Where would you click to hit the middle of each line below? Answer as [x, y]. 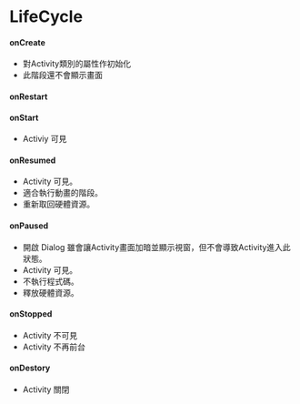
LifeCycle [46, 17]
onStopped [31, 314]
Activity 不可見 [50, 335]
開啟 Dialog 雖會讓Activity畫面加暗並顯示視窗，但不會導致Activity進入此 [156, 247]
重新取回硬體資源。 [59, 204]
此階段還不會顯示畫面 [62, 76]
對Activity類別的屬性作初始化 [77, 64]
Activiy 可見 [45, 139]
